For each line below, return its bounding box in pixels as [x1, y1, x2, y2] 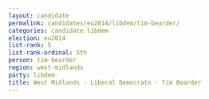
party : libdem [8, 71, 56, 79]
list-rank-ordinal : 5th [8, 49, 88, 57]
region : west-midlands [8, 64, 84, 72]
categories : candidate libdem [8, 26, 109, 34]
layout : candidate [8, 11, 69, 20]
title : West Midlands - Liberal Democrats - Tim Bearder [8, 78, 202, 86]
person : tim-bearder [8, 57, 77, 65]
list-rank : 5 [8, 42, 52, 49]
